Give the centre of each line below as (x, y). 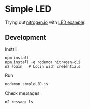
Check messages (22, 93)
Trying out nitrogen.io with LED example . (45, 22)
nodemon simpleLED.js (27, 84)
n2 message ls (19, 102)
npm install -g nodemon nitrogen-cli (43, 62)
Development (26, 37)
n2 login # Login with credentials (43, 66)
